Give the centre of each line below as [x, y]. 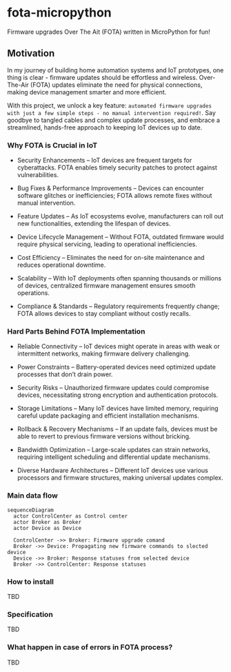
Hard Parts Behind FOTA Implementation [76, 331]
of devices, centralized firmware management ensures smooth [106, 286]
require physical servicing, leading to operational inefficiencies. [107, 244]
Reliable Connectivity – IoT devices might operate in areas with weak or [118, 347]
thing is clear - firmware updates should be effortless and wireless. [102, 77]
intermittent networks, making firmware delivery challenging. [104, 354]
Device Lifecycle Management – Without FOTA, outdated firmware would [120, 237]
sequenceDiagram [30, 510]
